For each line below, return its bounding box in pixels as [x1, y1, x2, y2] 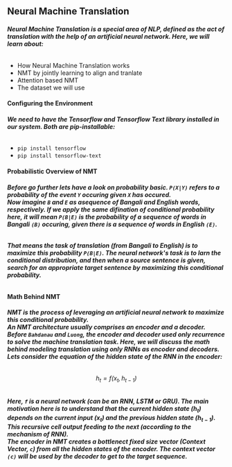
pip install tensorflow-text [17, 153, 102, 160]
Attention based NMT [17, 76, 79, 84]
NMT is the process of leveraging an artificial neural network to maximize [7, 308, 224, 316]
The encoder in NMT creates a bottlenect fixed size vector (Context [7, 437, 206, 445]
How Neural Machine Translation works [17, 61, 130, 69]
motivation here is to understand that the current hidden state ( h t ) [7, 405, 202, 415]
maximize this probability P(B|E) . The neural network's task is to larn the [7, 249, 222, 257]
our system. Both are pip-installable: [7, 122, 116, 130]
